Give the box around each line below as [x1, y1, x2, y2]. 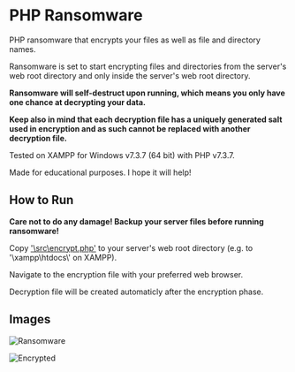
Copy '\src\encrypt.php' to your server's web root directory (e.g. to [9, 242, 253, 253]
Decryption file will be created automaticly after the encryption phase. [9, 286, 264, 297]
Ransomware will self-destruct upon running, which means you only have [9, 87, 285, 98]
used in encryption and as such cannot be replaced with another [9, 123, 251, 133]
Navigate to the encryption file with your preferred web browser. [9, 269, 244, 279]
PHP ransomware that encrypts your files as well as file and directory [9, 34, 261, 45]
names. [9, 43, 36, 54]
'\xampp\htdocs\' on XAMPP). [9, 252, 117, 262]
